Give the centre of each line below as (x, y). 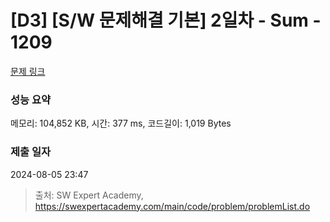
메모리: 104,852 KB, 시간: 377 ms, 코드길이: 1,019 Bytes (121, 123)
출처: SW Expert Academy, (89, 195)
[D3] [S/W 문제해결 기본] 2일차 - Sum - (166, 20)
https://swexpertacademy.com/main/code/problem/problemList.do (172, 206)
